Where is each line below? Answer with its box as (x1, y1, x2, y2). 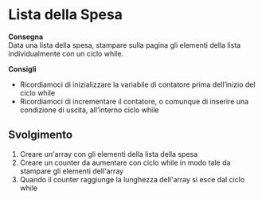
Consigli (8, 64, 37, 73)
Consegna (8, 32, 44, 41)
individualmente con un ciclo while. (8, 49, 124, 58)
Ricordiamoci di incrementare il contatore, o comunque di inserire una (19, 96, 249, 106)
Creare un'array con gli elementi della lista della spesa (19, 149, 198, 158)
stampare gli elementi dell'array (19, 166, 124, 176)
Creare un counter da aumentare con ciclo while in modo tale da (19, 158, 231, 167)
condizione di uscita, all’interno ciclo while (19, 105, 159, 115)
